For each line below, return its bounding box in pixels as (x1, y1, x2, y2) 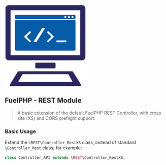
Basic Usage (5, 127, 37, 135)
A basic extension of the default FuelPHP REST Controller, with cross (17, 110, 161, 116)
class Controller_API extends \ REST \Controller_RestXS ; (5, 155, 125, 160)
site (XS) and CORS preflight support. (17, 115, 96, 121)
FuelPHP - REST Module (5, 96, 82, 105)
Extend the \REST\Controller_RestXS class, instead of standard (5, 140, 137, 146)
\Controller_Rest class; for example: (5, 145, 82, 151)
